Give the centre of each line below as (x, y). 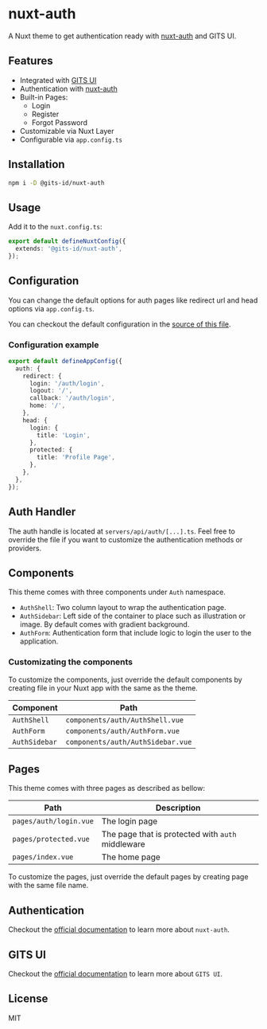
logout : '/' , (51, 391)
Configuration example (54, 345)
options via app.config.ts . (52, 308)
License (28, 999)
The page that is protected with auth (169, 835)
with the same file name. (48, 886)
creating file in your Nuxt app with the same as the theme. (103, 688)
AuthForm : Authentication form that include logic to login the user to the (135, 633)
